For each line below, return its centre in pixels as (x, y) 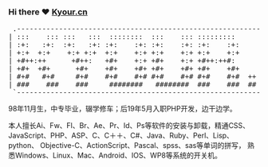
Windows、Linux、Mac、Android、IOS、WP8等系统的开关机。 (118, 155)
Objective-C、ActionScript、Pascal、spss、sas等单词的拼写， (142, 146)
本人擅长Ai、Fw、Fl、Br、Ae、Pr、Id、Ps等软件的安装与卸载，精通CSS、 (129, 126)
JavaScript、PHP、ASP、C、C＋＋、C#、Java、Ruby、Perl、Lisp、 (121, 136)
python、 (23, 146)
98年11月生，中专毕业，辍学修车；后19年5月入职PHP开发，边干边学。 (122, 109)
